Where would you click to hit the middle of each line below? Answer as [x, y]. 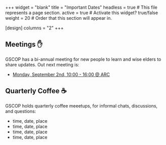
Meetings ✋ [24, 44]
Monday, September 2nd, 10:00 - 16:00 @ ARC [61, 74]
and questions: [21, 111]
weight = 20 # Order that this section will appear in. [59, 18]
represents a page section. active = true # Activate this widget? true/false [81, 13]
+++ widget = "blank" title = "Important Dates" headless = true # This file [81, 7]
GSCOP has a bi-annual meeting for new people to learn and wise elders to [83, 59]
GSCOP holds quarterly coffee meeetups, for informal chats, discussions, [81, 105]
